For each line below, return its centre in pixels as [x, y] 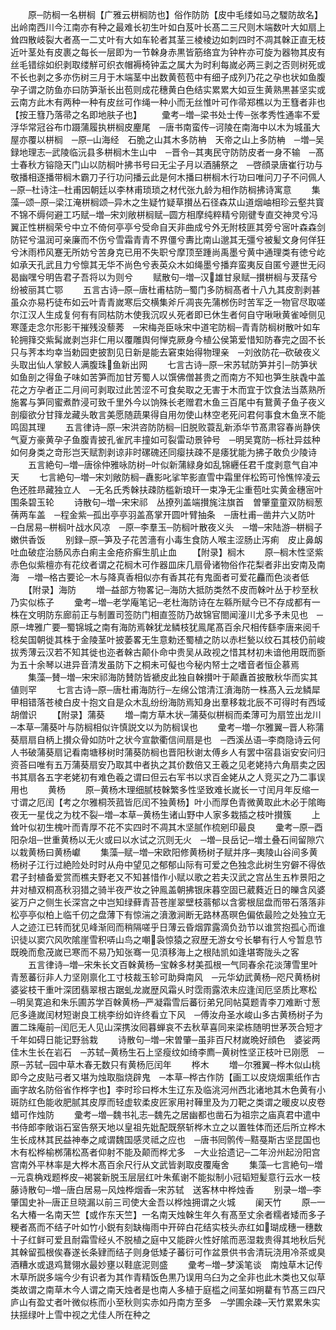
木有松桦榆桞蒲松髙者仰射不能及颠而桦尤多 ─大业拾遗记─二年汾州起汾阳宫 [165, 1152]
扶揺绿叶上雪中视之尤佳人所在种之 [80, 1314]
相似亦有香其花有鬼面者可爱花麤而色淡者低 [221, 577]
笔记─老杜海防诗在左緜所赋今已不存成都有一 [229, 602]
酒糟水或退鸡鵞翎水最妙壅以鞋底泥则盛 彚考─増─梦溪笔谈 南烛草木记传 [166, 1264]
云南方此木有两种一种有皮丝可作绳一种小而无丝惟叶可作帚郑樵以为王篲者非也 [168, 102]
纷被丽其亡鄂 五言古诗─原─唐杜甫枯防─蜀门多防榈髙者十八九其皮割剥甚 [165, 289]
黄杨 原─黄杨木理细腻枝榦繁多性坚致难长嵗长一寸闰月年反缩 [179, 789]
